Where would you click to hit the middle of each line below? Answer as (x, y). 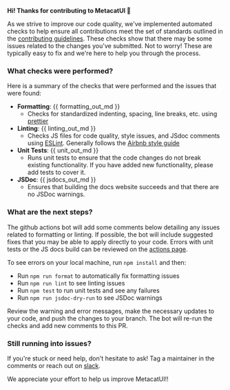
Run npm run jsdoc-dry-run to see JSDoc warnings (90, 297)
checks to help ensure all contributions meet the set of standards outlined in (115, 31)
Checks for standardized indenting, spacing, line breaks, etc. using (122, 114)
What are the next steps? (50, 212)
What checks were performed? (60, 71)
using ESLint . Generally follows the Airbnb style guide (104, 143)
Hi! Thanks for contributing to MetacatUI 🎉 (69, 11)
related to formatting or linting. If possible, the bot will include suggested (110, 235)
